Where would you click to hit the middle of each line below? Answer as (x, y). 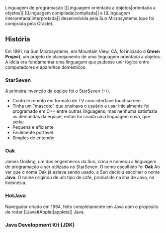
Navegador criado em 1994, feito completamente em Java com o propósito (82, 207)
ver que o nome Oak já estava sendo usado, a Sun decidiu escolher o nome (83, 172)
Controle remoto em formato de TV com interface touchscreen (76, 101)
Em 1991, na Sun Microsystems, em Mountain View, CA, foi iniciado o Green (83, 51)
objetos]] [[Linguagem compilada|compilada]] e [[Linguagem (68, 13)
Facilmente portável (33, 133)
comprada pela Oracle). (29, 23)
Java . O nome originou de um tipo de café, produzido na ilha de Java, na (80, 178)
